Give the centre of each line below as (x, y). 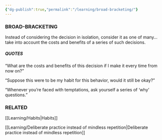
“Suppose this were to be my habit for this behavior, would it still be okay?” (80, 80)
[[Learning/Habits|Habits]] (31, 118)
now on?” (15, 70)
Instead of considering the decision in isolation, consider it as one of (73, 37)
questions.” (16, 95)
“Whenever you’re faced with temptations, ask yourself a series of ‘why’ (77, 89)
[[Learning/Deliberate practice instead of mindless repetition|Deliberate (77, 127)
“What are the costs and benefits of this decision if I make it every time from (81, 66)
